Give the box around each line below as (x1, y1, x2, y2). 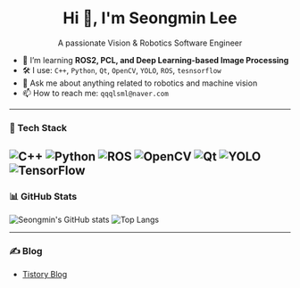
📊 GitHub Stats (9, 191, 78, 203)
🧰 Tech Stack (9, 121, 68, 134)
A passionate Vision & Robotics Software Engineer (57, 37, 243, 48)
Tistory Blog (21, 268, 68, 279)
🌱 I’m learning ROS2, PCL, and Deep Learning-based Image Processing (21, 54, 289, 65)
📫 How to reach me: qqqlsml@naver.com (21, 87, 170, 98)
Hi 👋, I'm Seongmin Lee (62, 8, 237, 29)
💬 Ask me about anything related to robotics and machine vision (21, 78, 258, 88)
